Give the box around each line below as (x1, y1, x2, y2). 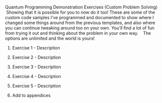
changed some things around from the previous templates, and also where (5, 20, 156, 26)
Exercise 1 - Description (12, 45, 60, 51)
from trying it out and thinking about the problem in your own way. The (5, 30, 151, 36)
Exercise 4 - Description (12, 74, 61, 79)
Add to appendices (12, 93, 51, 98)
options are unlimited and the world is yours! (5, 35, 95, 41)
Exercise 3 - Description (12, 64, 61, 70)
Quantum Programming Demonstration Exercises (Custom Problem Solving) (5, 4, 158, 10)
